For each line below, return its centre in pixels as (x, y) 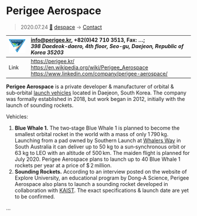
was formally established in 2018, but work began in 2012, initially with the (96, 99)
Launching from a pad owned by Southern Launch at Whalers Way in (98, 141)
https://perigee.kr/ (53, 61)
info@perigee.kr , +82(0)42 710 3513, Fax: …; (88, 40)
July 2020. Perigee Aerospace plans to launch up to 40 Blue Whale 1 (97, 159)
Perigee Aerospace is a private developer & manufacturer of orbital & (90, 87)
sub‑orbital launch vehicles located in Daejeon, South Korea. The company (96, 93)
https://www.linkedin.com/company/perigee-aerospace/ (99, 73)
